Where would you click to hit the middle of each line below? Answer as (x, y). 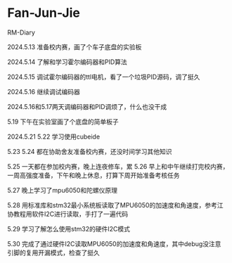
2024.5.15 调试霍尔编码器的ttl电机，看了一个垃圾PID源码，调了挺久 (104, 77)
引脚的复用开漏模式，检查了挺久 (53, 252)
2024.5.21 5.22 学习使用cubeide (54, 136)
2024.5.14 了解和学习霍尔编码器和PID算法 (67, 62)
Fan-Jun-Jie (44, 13)
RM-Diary (21, 32)
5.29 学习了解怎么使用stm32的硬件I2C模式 (69, 229)
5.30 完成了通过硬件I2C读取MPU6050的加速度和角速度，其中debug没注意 (114, 243)
